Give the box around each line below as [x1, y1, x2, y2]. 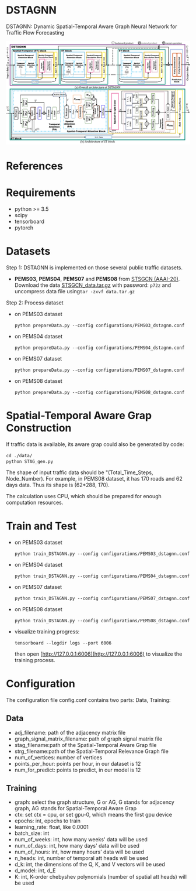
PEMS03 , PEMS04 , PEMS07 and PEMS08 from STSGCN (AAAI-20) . [14, 276, 180, 282]
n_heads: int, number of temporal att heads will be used [14, 855, 149, 862]
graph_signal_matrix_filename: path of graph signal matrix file [14, 735, 163, 742]
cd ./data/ [6, 453, 33, 458]
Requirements [6, 186, 76, 200]
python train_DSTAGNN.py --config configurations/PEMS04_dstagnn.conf [14, 573, 190, 579]
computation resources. [6, 499, 64, 506]
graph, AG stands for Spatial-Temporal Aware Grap [14, 805, 137, 812]
